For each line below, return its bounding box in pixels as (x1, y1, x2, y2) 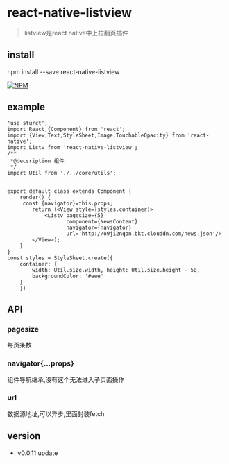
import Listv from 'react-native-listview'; (7, 144, 138, 151)
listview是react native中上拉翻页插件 (24, 28, 129, 37)
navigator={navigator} (66, 224, 132, 231)
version (7, 430, 41, 442)
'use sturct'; (7, 119, 49, 126)
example (7, 101, 46, 113)
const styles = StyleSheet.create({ (7, 255, 113, 261)
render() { (19, 194, 51, 200)
